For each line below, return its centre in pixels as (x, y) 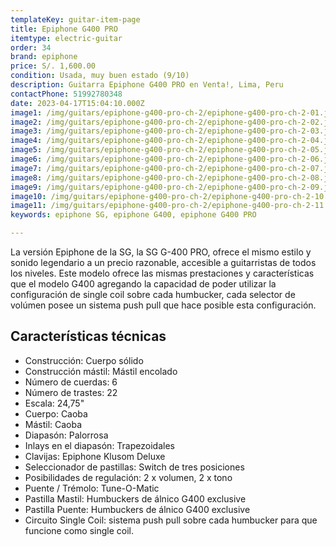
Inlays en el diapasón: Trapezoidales (99, 445)
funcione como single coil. (79, 530)
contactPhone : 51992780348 (66, 94)
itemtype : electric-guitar (66, 38)
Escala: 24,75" (54, 403)
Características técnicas (88, 336)
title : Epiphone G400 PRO (64, 29)
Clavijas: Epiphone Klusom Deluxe (95, 456)
